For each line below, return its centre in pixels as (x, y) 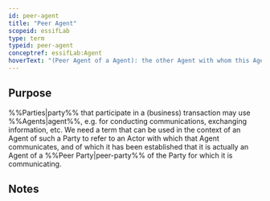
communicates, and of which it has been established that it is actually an (129, 146)
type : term (27, 38)
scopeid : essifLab (39, 31)
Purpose (30, 93)
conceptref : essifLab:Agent (55, 53)
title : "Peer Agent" (43, 23)
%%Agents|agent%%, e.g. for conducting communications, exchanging (128, 121)
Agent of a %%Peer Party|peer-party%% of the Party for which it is (121, 155)
